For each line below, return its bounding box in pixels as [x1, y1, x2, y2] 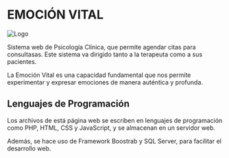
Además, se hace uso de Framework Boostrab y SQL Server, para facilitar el [7, 137, 221, 145]
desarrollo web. [7, 144, 51, 153]
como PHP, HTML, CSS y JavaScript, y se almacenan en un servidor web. [7, 124, 216, 132]
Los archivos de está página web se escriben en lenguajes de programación [7, 116, 223, 124]
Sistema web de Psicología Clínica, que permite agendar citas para [7, 43, 197, 51]
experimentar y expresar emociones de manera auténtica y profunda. [7, 78, 204, 86]
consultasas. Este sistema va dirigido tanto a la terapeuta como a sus [7, 50, 203, 58]
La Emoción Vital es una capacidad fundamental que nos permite [7, 71, 191, 79]
